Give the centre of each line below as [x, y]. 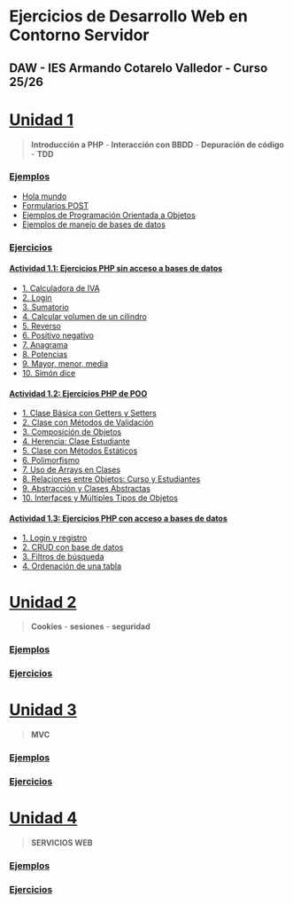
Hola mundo [44, 196]
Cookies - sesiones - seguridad [90, 626]
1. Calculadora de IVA [61, 288]
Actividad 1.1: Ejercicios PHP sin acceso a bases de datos [116, 269]
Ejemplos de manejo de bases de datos [94, 224]
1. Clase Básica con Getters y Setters [89, 413]
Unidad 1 [41, 119]
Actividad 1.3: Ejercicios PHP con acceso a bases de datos [118, 518]
